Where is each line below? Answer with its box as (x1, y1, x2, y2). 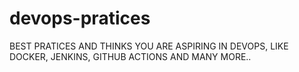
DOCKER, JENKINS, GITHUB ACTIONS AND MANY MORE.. (9, 50, 252, 62)
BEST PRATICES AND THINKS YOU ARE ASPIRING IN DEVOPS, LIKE (9, 40, 289, 52)
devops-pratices (9, 7, 151, 30)
